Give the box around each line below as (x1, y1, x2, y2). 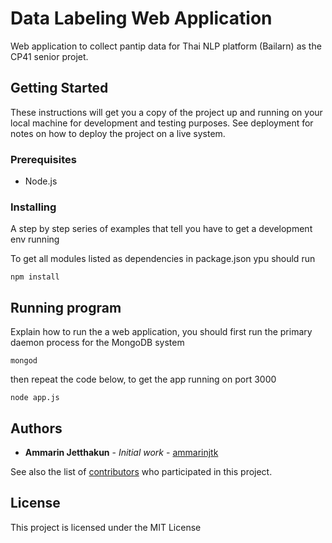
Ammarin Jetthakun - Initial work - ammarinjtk (24, 446, 219, 458)
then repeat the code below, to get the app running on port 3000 (10, 373, 277, 386)
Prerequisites (10, 152, 77, 166)
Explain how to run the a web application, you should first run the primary (10, 326, 313, 338)
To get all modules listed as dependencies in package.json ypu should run (10, 253, 316, 265)
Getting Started (10, 80, 109, 97)
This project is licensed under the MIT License (10, 521, 202, 533)
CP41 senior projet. (10, 50, 89, 62)
